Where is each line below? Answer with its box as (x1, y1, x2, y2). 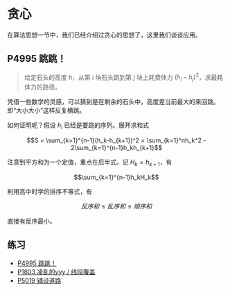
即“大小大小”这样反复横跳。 (7, 106, 86, 115)
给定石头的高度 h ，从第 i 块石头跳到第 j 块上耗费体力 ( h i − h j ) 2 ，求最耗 (24, 72, 224, 83)
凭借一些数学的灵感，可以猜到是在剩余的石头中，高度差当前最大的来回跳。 (7, 98, 220, 106)
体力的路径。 (24, 83, 61, 91)
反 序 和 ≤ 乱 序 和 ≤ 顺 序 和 (80, 202, 152, 210)
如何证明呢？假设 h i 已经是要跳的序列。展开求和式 (7, 121, 149, 131)
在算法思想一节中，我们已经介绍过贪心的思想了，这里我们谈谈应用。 (7, 31, 202, 39)
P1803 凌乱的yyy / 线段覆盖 (17, 267, 96, 276)
